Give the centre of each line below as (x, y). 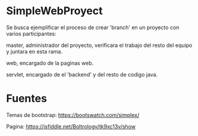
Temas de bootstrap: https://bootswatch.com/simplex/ (73, 115)
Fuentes (27, 99)
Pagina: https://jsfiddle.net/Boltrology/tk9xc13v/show (71, 126)
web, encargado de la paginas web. (50, 63)
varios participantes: (31, 33)
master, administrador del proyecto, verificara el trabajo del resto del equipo (99, 45)
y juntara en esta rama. (34, 51)
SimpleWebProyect (54, 11)
